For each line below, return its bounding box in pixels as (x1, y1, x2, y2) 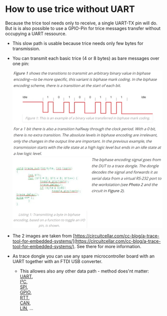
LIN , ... (19, 305, 33, 311)
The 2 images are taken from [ (12, 233, 75, 239)
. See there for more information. (74, 243, 142, 249)
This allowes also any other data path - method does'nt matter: (19, 268, 150, 274)
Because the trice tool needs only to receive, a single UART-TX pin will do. (5, 20, 158, 26)
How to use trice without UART (5, 3, 136, 15)
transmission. (12, 45, 40, 51)
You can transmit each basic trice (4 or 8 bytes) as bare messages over (12, 55, 160, 61)
